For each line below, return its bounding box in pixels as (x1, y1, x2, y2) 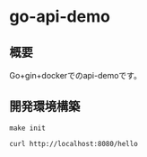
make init (9, 124, 47, 133)
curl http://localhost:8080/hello (9, 139, 139, 148)
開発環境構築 (9, 99, 81, 115)
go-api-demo (9, 6, 110, 27)
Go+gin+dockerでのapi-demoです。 (9, 70, 142, 80)
